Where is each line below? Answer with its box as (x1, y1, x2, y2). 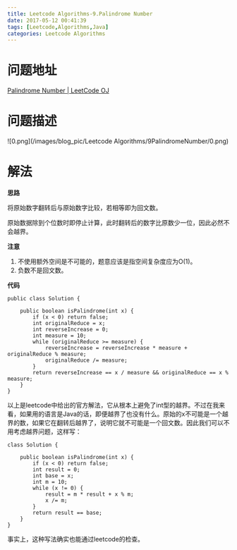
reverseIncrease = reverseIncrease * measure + (44, 345, 188, 352)
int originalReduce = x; (32, 320, 106, 327)
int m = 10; (32, 479, 68, 486)
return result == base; (32, 509, 102, 517)
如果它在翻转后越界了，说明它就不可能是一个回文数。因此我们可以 (31, 419, 224, 427)
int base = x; (32, 472, 74, 479)
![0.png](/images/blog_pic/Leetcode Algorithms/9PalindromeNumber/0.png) (7, 137, 229, 145)
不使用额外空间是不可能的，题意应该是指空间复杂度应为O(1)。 (17, 257, 197, 266)
